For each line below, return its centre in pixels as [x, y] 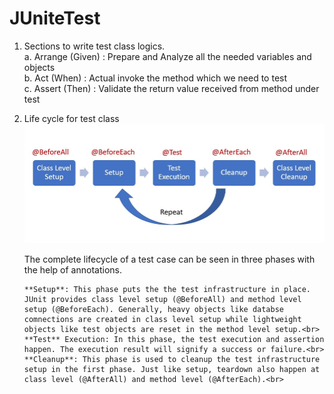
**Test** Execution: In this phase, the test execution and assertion [174, 339]
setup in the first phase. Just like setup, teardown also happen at [172, 369]
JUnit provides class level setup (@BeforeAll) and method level [162, 299]
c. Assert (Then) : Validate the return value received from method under [171, 88]
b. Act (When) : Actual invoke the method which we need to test [155, 78]
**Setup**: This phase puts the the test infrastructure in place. [167, 289]
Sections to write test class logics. [94, 46]
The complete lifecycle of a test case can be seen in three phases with [169, 259]
